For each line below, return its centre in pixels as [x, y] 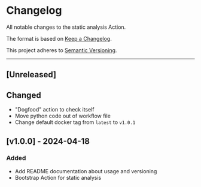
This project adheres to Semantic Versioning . [62, 50]
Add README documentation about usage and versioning [86, 171]
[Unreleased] [31, 75]
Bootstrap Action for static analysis [58, 177]
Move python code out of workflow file [63, 116]
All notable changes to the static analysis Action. [66, 27]
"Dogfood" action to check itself [54, 110]
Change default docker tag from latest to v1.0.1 [75, 122]
